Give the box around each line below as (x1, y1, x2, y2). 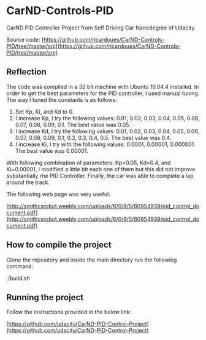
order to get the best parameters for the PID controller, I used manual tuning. (6, 90, 200, 97)
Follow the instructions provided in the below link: (6, 308, 132, 316)
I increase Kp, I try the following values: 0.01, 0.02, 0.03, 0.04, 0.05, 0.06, (15, 114, 200, 122)
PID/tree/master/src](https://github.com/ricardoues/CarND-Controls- (6, 42, 181, 50)
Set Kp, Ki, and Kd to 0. (15, 108, 74, 115)
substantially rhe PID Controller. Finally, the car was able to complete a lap (6, 172, 194, 179)
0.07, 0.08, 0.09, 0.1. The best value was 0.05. (15, 121, 131, 128)
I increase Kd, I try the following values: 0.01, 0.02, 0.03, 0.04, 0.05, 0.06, (15, 127, 200, 135)
